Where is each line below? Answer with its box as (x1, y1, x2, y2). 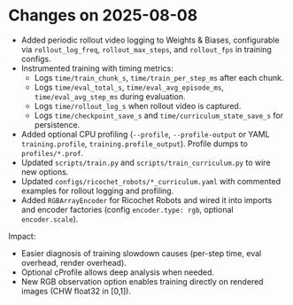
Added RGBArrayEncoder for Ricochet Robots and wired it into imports (20, 194, 273, 205)
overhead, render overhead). (20, 257, 127, 268)
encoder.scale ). (20, 214, 79, 224)
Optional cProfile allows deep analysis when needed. (20, 267, 214, 278)
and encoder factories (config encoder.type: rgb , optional (20, 204, 234, 215)
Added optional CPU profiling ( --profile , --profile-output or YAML (20, 129, 271, 139)
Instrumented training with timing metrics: (20, 63, 174, 74)
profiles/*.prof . (20, 147, 84, 158)
